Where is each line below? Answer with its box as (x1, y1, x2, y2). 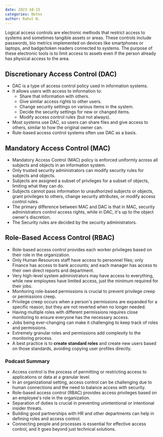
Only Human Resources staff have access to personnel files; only (12, 257, 143, 263)
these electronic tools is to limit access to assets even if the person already (5, 50, 156, 56)
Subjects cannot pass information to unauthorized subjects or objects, (12, 188, 154, 194)
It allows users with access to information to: (12, 88, 102, 94)
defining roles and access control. (12, 416, 81, 422)
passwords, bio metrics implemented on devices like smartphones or (5, 40, 144, 46)
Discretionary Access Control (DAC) (5, 70, 117, 78)
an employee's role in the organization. (12, 395, 90, 401)
